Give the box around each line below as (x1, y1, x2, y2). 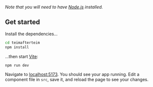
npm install (5, 44, 29, 50)
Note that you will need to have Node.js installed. (5, 4, 103, 10)
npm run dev (5, 63, 29, 68)
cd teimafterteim (5, 40, 40, 45)
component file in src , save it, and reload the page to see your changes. (5, 77, 149, 83)
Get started (5, 18, 40, 26)
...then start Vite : (5, 53, 38, 59)
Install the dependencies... (5, 31, 58, 37)
